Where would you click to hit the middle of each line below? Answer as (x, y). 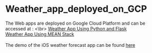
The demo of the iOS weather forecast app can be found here (70, 45)
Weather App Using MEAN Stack (40, 34)
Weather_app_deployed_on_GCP (76, 9)
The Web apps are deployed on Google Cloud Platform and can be (75, 23)
